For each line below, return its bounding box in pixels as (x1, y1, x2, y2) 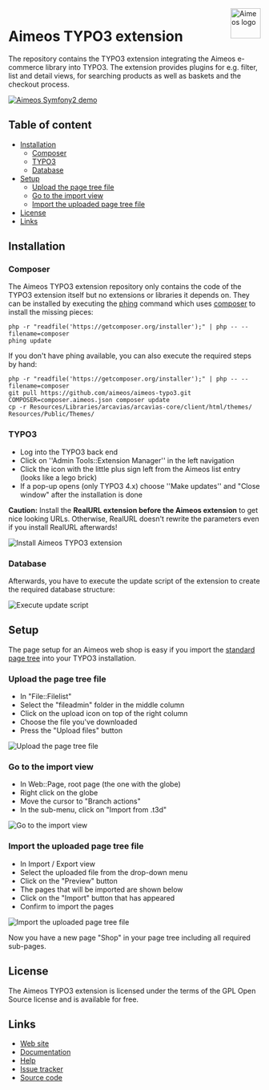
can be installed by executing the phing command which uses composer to (8, 299, 256, 308)
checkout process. (8, 79, 70, 89)
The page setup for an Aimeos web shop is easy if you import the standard (8, 645, 255, 654)
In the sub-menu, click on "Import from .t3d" (19, 805, 167, 815)
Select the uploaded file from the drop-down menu (19, 867, 188, 877)
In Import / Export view (19, 859, 96, 868)
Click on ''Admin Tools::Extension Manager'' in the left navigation (19, 455, 235, 465)
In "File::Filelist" (19, 692, 72, 702)
